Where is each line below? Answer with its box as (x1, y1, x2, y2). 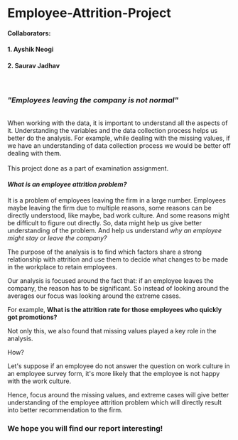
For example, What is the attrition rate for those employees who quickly (7, 306, 222, 314)
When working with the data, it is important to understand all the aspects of (7, 119, 228, 127)
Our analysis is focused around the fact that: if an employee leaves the (7, 277, 215, 285)
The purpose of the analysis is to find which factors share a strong (7, 247, 202, 257)
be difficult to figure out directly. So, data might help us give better (7, 219, 202, 227)
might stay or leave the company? (7, 234, 107, 242)
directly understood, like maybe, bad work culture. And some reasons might (7, 211, 229, 220)
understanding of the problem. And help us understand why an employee (7, 226, 222, 235)
